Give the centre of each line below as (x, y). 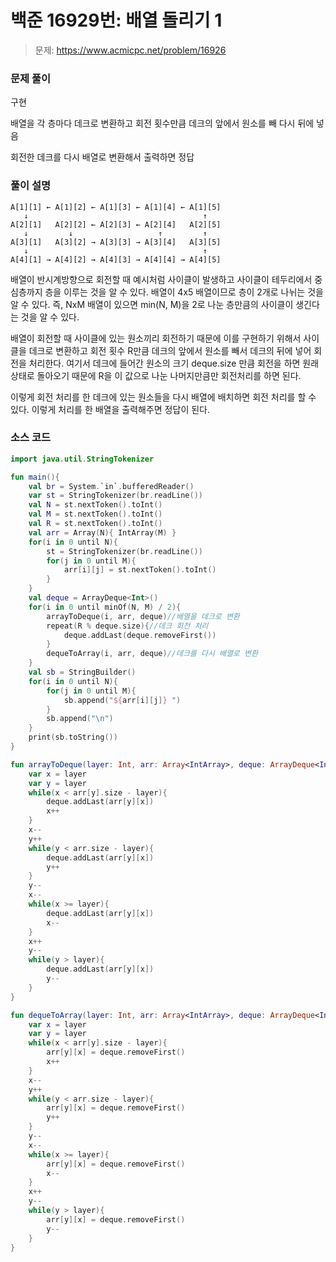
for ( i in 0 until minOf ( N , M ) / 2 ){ (105, 607)
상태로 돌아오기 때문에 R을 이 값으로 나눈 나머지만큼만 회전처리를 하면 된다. (156, 375)
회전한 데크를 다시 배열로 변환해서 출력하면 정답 (102, 157)
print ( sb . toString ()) (73, 737)
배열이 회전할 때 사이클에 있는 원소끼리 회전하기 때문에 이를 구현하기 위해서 (156, 338)
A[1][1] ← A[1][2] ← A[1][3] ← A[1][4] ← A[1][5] (116, 207)
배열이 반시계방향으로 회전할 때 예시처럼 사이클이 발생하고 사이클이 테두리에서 (161, 279)
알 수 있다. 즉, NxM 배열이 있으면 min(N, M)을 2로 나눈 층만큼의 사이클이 (152, 304)
